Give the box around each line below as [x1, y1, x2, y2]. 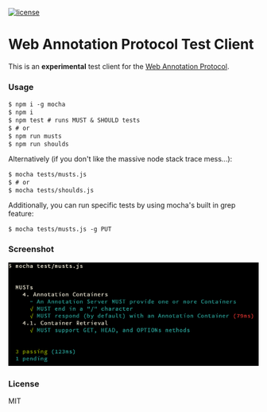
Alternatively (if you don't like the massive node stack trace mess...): [8, 154, 233, 164]
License [8, 378, 40, 389]
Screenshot [8, 243, 54, 255]
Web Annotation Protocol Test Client [8, 36, 254, 53]
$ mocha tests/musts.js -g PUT [8, 225, 112, 234]
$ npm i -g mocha [8, 100, 66, 109]
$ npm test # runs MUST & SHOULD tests [8, 116, 141, 125]
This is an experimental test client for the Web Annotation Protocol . [8, 61, 230, 71]
